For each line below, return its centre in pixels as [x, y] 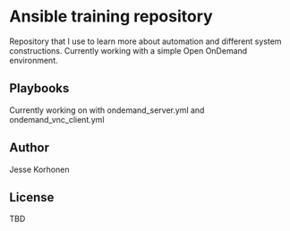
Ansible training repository [111, 17]
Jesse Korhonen [39, 169]
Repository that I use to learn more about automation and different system [145, 41]
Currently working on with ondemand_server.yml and [107, 110]
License [32, 197]
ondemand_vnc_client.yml [57, 119]
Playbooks [39, 88]
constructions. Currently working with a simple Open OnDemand [128, 50]
